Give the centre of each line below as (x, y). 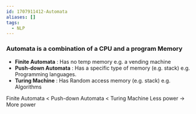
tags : (13, 22)
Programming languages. (46, 74)
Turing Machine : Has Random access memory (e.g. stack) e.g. (93, 80)
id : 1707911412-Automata (37, 12)
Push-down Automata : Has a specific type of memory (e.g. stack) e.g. (102, 68)
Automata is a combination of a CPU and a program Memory (94, 49)
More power (21, 105)
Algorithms (28, 87)
